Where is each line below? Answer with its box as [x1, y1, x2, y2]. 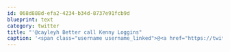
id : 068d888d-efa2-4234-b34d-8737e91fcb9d [7, 9, 130, 17]
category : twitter [7, 22, 60, 29]
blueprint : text [7, 16, 53, 23]
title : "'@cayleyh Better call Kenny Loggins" [7, 28, 142, 36]
